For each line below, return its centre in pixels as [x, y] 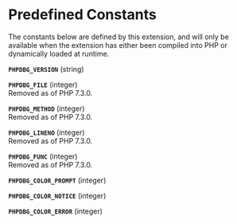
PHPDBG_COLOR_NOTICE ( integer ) [57, 195]
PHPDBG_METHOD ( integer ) [47, 108]
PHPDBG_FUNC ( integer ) [43, 156]
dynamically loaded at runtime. [59, 53]
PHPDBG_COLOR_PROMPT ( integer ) [57, 180]
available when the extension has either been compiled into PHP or [118, 45]
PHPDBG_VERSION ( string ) [47, 69]
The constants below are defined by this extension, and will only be [118, 37]
